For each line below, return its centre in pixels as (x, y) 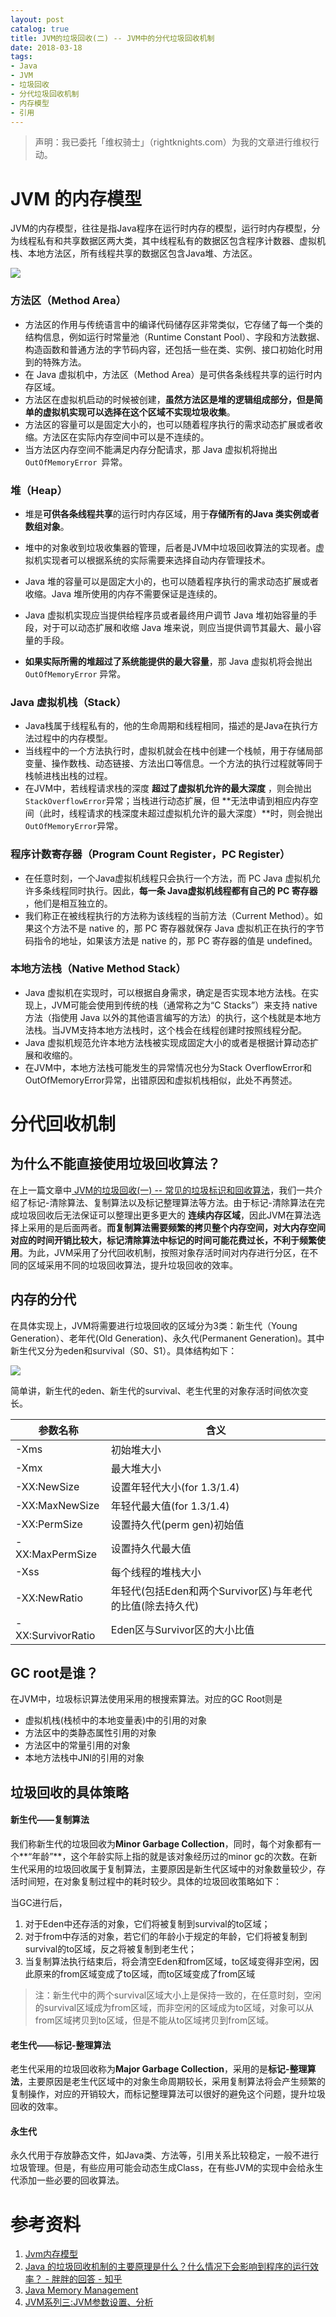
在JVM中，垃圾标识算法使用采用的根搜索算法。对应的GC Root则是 (146, 1699)
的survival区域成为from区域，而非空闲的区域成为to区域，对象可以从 (174, 2008)
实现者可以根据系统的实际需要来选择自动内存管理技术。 (156, 560)
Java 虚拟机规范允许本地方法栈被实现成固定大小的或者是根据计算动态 (167, 1042)
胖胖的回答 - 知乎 (87, 2279)
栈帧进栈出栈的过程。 (68, 776)
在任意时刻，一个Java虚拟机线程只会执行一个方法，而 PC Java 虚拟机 (168, 878)
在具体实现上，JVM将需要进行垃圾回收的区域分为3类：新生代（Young (154, 1325)
